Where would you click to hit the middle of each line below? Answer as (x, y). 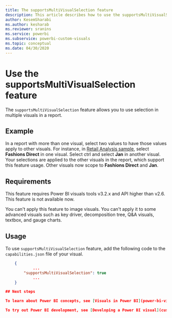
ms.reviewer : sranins (28, 29)
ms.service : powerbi (27, 34)
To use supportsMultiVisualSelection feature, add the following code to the (85, 249)
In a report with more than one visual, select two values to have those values (86, 144)
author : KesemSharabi (28, 19)
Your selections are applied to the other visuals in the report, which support (85, 160)
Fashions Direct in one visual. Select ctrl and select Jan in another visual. (83, 154)
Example (19, 131)
